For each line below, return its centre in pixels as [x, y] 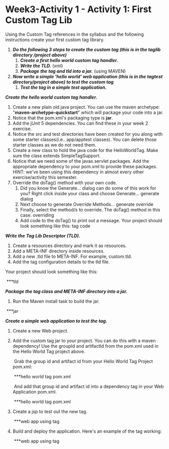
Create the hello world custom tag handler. [51, 97]
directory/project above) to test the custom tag [63, 82]
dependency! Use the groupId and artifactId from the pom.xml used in [86, 346]
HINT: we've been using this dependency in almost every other [78, 172]
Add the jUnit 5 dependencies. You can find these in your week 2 [80, 123]
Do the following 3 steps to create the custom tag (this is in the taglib [87, 49]
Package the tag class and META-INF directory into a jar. [66, 291]
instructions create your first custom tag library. [55, 40]
